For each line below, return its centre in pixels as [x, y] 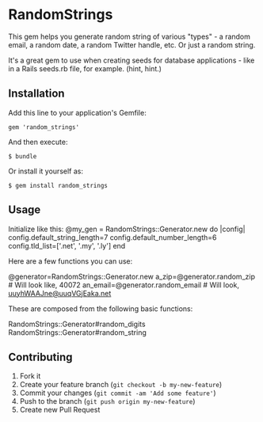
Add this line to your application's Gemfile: [77, 112]
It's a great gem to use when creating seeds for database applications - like [131, 60]
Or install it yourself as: [46, 171]
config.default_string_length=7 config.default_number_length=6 [112, 237]
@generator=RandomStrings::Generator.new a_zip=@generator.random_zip [132, 276]
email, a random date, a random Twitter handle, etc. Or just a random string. [132, 44]
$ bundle [23, 156]
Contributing [40, 357]
